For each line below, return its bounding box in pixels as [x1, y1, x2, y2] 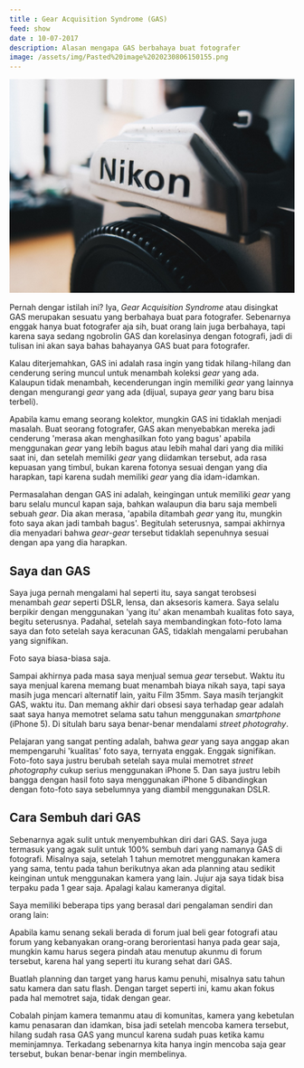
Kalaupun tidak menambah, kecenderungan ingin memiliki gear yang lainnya [9, 377, 294, 388]
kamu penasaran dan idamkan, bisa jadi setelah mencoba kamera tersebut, [9, 1019, 290, 1030]
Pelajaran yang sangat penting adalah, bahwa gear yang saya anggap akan [9, 735, 290, 746]
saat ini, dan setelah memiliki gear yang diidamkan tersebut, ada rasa [9, 452, 267, 463]
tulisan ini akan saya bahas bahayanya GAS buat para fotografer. [9, 340, 251, 352]
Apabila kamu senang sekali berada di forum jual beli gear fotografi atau [9, 927, 278, 938]
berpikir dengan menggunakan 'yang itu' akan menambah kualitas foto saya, [9, 606, 295, 617]
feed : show [9, 24, 51, 33]
